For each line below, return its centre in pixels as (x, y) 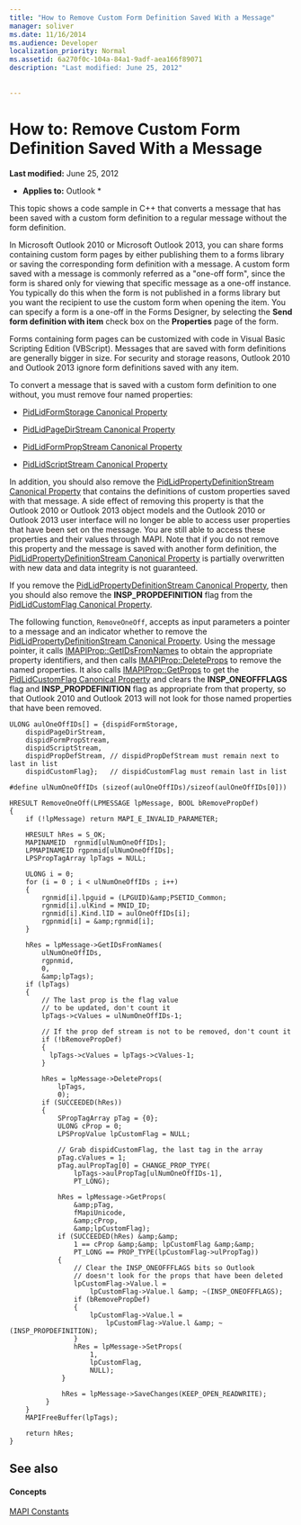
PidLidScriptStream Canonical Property (95, 464)
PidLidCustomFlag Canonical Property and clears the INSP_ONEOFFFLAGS (148, 679)
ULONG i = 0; (50, 874)
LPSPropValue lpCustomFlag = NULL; (124, 1134)
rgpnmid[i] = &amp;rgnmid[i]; (98, 921)
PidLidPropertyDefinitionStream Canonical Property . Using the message (142, 641)
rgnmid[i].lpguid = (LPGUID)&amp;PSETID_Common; (134, 898)
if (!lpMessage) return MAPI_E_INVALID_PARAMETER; (122, 819)
